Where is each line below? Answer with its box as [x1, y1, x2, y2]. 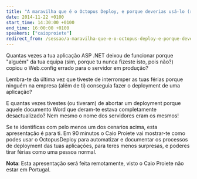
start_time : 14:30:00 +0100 [6, 19, 75, 25]
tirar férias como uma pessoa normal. [6, 148, 97, 156]
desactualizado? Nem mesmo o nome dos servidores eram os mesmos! [6, 112, 179, 119]
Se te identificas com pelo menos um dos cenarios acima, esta [6, 124, 158, 130]
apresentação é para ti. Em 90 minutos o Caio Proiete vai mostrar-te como [6, 130, 186, 137]
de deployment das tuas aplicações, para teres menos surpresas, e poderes [6, 142, 190, 149]
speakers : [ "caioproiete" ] [6, 31, 72, 36]
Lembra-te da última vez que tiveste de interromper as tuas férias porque [6, 76, 184, 83]
